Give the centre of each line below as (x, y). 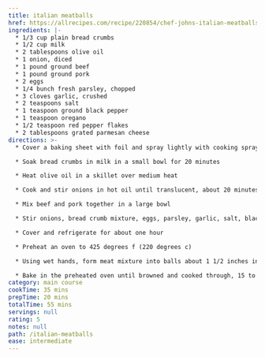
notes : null (28, 327)
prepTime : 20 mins (38, 297)
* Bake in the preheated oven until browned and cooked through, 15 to (136, 275)
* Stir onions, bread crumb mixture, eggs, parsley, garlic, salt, (129, 218)
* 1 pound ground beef (52, 67)
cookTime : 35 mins (38, 290)
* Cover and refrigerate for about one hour (90, 232)
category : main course (45, 283)
